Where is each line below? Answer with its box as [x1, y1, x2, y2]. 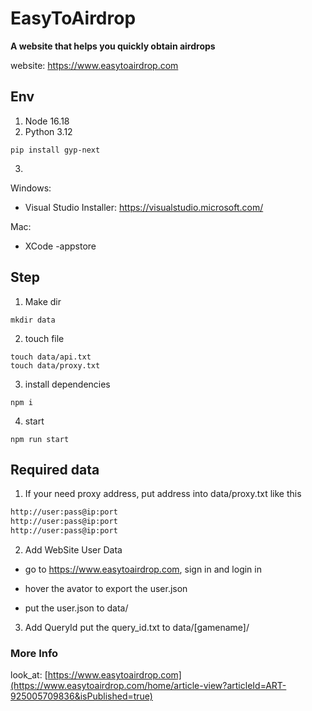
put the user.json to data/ [24, 602, 129, 614]
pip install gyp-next [10, 145, 101, 155]
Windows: [10, 182, 52, 194]
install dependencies [24, 378, 111, 390]
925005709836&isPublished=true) [10, 690, 153, 702]
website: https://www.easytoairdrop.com [10, 59, 179, 71]
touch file [24, 332, 65, 344]
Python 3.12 [24, 125, 73, 137]
